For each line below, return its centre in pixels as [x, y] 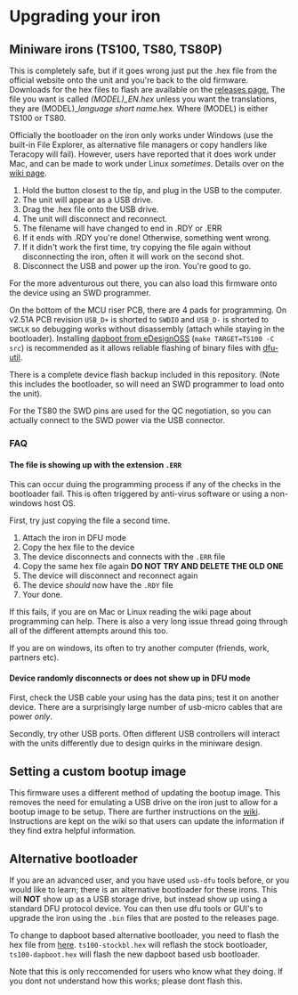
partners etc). [34, 657]
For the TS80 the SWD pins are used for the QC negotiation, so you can [140, 411]
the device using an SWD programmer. [80, 293]
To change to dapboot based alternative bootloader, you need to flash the [144, 935]
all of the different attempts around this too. [89, 631]
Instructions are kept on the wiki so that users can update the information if [147, 821]
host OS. [60, 503]
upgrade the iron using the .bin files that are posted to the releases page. [144, 918]
